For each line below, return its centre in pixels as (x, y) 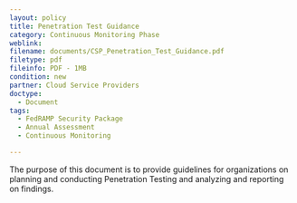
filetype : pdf (36, 60)
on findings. (32, 188)
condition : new (38, 77)
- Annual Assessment (56, 128)
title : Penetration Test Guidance (75, 26)
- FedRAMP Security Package (71, 119)
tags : (19, 111)
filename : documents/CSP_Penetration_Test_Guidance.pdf (117, 52)
